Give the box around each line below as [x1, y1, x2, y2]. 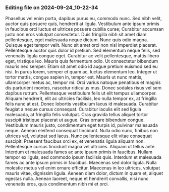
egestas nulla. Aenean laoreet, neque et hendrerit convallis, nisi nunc [5, 175, 149, 182]
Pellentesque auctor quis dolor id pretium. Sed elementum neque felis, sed [5, 47, 160, 54]
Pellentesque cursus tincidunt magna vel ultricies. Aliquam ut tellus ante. [5, 144, 156, 150]
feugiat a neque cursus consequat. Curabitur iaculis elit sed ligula [5, 106, 141, 112]
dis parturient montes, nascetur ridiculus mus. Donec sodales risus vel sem [5, 85, 162, 91]
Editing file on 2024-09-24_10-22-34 [5, 4, 98, 11]
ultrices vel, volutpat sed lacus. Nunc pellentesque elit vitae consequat [5, 133, 152, 139]
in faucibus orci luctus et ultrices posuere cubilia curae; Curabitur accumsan [5, 26, 164, 32]
